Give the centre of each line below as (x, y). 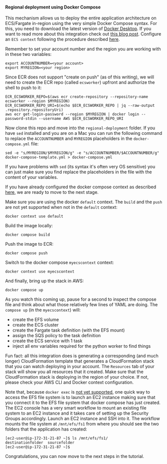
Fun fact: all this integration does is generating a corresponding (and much (82, 356)
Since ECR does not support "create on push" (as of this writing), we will (80, 77)
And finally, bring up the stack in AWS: (44, 281)
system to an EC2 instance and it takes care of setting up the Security (77, 413)
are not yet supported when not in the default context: (61, 207)
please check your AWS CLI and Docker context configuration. (69, 383)
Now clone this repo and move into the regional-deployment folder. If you (80, 128)
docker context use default (34, 217)
